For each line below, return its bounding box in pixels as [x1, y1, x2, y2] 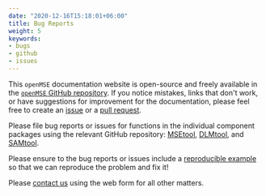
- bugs [8, 42, 31, 50]
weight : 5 [8, 27, 42, 35]
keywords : [8, 34, 42, 43]
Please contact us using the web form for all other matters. [8, 177, 205, 187]
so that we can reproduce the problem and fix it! [8, 162, 169, 172]
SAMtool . [8, 138, 40, 147]
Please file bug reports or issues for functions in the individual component [8, 121, 255, 130]
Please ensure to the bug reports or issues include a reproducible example [8, 153, 257, 163]
